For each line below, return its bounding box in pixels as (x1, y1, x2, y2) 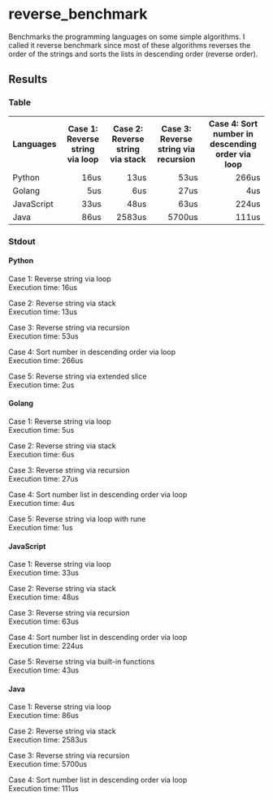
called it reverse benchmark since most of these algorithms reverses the (8, 40, 251, 50)
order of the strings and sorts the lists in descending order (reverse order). (8, 49, 258, 58)
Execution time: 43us (8, 665, 80, 675)
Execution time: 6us (8, 449, 75, 459)
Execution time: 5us (8, 425, 75, 435)
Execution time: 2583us (8, 735, 88, 745)
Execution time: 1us (8, 522, 73, 532)
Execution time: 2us (8, 379, 75, 390)
